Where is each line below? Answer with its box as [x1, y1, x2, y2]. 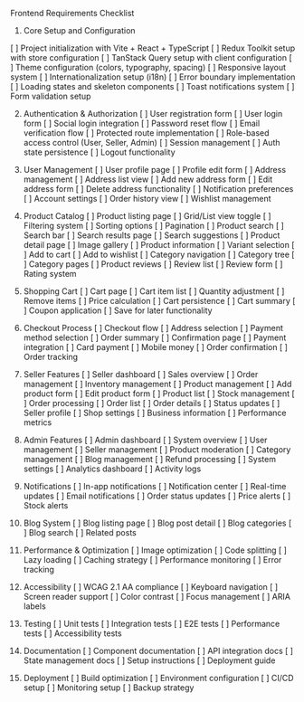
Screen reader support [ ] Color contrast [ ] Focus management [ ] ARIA [23, 592, 290, 602]
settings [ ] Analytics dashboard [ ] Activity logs [23, 463, 202, 474]
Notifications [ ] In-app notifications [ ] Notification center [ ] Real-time [23, 481, 287, 491]
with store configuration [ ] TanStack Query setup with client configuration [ [10, 52, 292, 62]
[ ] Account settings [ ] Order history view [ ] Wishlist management [23, 194, 271, 204]
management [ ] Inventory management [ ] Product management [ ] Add [23, 379, 292, 389]
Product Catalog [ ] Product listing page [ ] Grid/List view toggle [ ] [23, 211, 271, 221]
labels [23, 601, 46, 612]
